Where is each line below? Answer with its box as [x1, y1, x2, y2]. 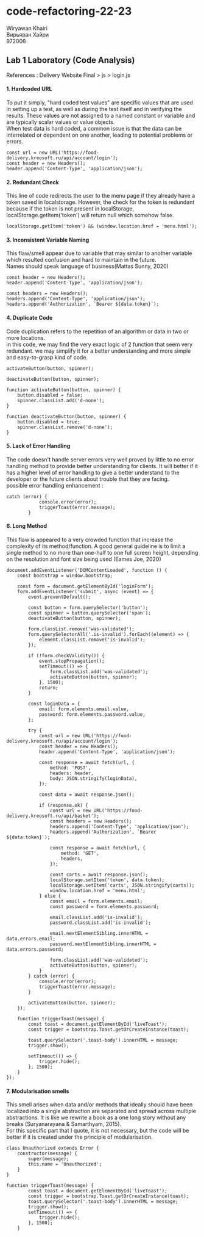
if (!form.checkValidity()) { [28, 652, 105, 658]
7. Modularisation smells [6, 1087, 69, 1095]
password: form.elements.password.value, [38, 711, 146, 718]
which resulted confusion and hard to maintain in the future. [6, 256, 157, 264]
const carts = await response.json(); [49, 871, 149, 878]
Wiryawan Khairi [6, 24, 47, 32]
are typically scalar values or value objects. [6, 118, 115, 126]
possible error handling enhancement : [6, 481, 104, 489]
